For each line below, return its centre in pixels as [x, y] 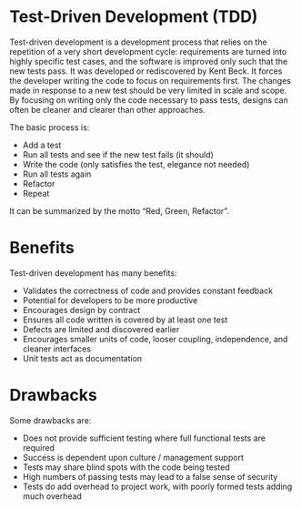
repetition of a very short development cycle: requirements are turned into [148, 51]
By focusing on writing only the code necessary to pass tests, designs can [149, 100]
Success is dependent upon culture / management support [133, 457]
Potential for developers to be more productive [110, 300]
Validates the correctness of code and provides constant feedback [148, 290]
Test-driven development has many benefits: [93, 273]
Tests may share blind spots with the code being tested [126, 467]
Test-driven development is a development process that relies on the [138, 42]
